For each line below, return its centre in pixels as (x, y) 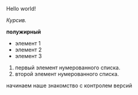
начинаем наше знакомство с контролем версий (69, 85)
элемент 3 (28, 56)
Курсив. (16, 20)
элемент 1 (28, 43)
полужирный (24, 32)
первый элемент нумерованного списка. (67, 68)
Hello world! (21, 9)
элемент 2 (28, 50)
